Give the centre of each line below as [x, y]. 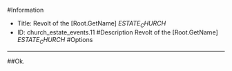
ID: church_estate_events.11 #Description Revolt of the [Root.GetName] [118, 32]
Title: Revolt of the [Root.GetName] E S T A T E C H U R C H [91, 24]
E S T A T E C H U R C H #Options [55, 40]
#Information [26, 10]
